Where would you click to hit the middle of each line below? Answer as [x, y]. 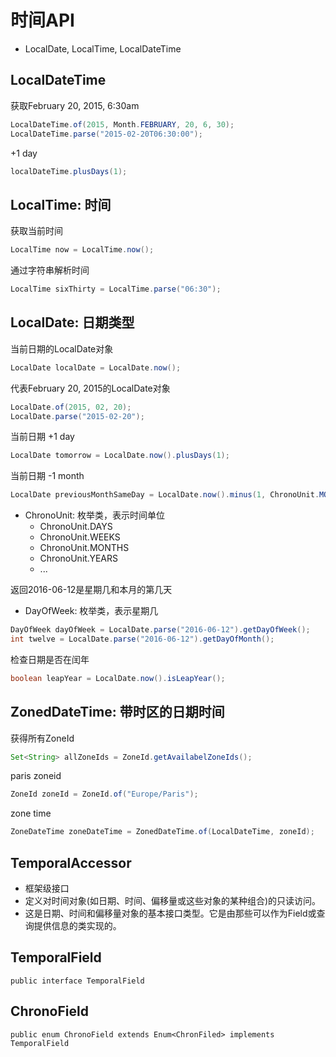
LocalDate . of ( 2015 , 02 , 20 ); [71, 407]
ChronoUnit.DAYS [76, 527]
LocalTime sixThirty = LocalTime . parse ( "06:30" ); [116, 289]
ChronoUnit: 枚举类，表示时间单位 [95, 515]
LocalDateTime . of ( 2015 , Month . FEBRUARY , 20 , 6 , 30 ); [122, 124]
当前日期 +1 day [42, 437]
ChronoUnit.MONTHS [84, 548]
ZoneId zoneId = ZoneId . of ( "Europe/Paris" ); [104, 794]
